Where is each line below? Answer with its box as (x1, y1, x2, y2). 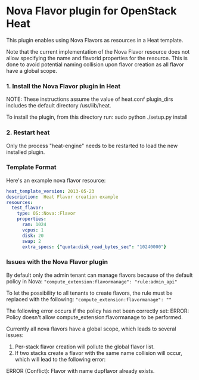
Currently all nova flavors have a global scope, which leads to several (6, 325, 177, 332)
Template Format (6, 163, 57, 171)
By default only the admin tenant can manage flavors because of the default (6, 271, 193, 279)
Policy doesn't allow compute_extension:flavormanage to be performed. (6, 313, 183, 320)
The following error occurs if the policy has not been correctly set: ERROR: (6, 307, 189, 314)
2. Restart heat (6, 128, 50, 137)
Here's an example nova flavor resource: (6, 177, 106, 184)
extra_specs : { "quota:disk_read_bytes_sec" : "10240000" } (21, 243, 167, 250)
